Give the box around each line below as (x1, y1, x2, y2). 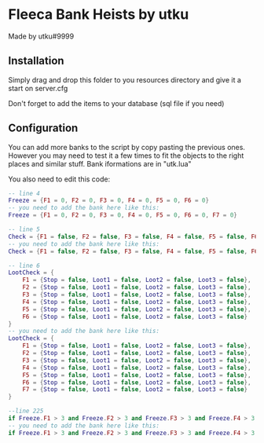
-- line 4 (8, 189, 41, 197)
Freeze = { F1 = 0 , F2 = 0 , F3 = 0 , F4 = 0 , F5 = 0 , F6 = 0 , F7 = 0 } (8, 211, 237, 219)
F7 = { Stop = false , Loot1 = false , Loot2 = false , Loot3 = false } (22, 386, 248, 394)
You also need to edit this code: (8, 174, 111, 184)
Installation (8, 54, 64, 68)
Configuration (8, 122, 79, 135)
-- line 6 (8, 262, 41, 269)
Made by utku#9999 (8, 31, 75, 41)
